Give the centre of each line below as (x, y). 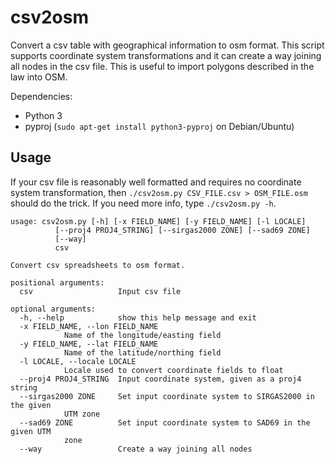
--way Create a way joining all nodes (136, 449)
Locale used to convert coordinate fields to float (173, 370)
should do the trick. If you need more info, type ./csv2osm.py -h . (143, 203)
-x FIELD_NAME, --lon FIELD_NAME (89, 326)
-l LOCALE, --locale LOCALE (78, 361)
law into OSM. (39, 77)
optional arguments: (53, 309)
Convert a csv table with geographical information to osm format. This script (167, 45)
